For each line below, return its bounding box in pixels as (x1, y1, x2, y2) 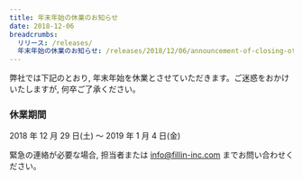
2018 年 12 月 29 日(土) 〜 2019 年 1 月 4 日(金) (9, 130, 181, 141)
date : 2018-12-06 (9, 22, 75, 31)
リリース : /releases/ (17, 38, 93, 48)
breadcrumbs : (9, 30, 59, 39)
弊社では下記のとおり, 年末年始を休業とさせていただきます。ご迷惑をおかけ (9, 73, 290, 84)
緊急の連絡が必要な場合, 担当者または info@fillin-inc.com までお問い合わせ (9, 149, 287, 160)
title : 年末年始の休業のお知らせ (9, 13, 119, 22)
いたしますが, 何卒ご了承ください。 (9, 84, 141, 94)
